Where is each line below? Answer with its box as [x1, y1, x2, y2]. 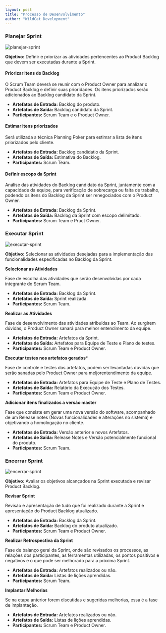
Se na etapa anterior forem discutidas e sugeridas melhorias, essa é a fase [5, 597, 158, 603]
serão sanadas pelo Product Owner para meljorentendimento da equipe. [5, 370, 153, 376]
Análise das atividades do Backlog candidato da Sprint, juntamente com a [5, 182, 156, 188]
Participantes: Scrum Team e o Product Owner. [12, 112, 110, 118]
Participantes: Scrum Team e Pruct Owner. [12, 218, 101, 224]
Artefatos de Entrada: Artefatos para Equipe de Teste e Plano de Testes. [12, 379, 162, 385]
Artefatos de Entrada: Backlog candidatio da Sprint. [12, 149, 119, 155]
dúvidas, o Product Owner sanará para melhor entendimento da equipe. [5, 325, 152, 331]
